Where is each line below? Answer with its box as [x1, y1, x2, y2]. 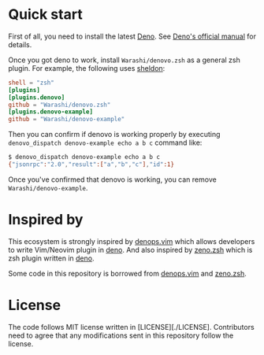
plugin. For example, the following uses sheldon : [8, 63, 165, 72]
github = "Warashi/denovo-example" [8, 116, 125, 124]
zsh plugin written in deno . [8, 253, 95, 263]
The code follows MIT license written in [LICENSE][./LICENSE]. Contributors [8, 322, 255, 331]
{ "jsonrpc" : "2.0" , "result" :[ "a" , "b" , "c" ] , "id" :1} [8, 161, 175, 168]
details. [8, 39, 32, 49]
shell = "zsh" [8, 79, 55, 87]
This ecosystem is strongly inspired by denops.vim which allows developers [8, 236, 255, 246]
